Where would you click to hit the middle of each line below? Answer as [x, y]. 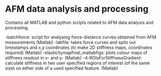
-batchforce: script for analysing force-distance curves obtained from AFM [81, 37]
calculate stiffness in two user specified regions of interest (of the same [78, 63]
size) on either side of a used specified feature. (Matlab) [62, 68]
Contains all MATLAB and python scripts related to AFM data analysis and [79, 22]
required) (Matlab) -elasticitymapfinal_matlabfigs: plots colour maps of [76, 53]
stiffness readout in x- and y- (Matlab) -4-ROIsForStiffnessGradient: [73, 57]
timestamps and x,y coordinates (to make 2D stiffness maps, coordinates [79, 47]
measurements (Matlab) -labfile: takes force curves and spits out [70, 42]
